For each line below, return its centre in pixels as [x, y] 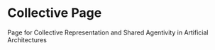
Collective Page [55, 13]
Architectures [27, 39]
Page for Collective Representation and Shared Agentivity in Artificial [108, 32]
